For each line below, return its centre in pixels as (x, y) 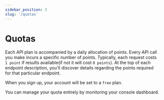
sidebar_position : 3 (26, 10)
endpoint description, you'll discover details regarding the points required (79, 68)
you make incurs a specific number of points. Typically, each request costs (81, 58)
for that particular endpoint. (33, 73)
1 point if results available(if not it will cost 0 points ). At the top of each (78, 63)
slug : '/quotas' (22, 14)
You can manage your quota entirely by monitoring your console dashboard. (82, 92)
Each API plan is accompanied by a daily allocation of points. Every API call (81, 52)
